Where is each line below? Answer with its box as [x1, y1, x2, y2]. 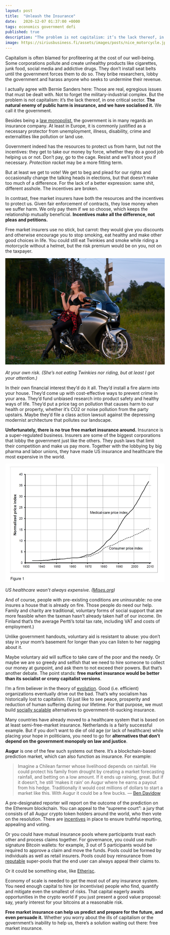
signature [5, 842, 25, 848]
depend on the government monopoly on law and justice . [5, 738, 128, 744]
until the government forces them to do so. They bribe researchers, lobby [5, 71, 158, 77]
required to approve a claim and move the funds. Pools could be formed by [5, 847, 162, 853]
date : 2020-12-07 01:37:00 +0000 [5, 19, 80, 24]
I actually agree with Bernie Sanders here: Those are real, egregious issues [5, 86, 162, 92]
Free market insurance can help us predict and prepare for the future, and [5, 909, 163, 915]
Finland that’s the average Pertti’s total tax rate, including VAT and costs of [5, 618, 160, 625]
